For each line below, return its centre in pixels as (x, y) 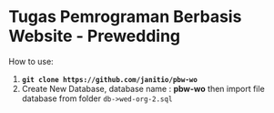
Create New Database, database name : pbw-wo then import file (143, 88)
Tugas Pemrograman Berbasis (125, 17)
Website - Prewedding (95, 36)
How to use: (31, 61)
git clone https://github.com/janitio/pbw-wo (109, 79)
